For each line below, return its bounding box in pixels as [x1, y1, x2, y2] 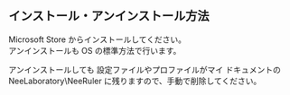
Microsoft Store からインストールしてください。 [8, 34, 187, 45]
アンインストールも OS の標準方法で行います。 [8, 45, 182, 56]
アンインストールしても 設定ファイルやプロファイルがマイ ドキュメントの [8, 64, 281, 74]
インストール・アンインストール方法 [8, 8, 210, 24]
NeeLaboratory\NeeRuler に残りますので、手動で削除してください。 [8, 75, 262, 86]
